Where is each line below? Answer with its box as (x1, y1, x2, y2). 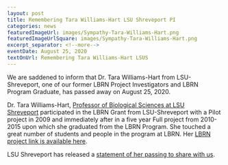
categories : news (7, 22, 57, 29)
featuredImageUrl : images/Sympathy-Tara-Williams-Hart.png (7, 29, 179, 36)
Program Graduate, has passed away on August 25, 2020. (7, 87, 171, 95)
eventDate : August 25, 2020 (7, 48, 88, 55)
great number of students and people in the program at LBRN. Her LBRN (7, 130, 211, 138)
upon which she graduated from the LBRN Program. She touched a (22, 122, 211, 130)
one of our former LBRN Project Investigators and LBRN (41, 80, 199, 89)
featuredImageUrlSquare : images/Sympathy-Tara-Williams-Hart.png (7, 35, 197, 42)
